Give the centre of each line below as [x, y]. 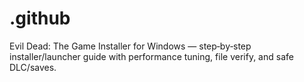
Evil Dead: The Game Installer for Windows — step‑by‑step [130, 46]
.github [40, 18]
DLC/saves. [33, 67]
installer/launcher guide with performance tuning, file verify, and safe [151, 56]
